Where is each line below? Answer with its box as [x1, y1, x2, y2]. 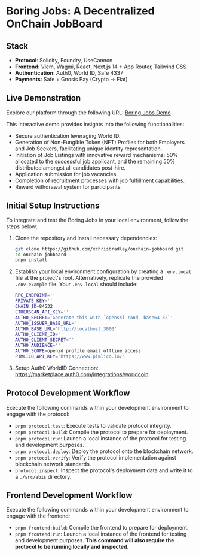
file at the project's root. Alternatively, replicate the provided [14, 274, 163, 282]
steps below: [6, 223, 38, 230]
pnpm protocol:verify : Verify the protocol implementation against [14, 454, 176, 461]
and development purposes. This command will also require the [14, 537, 174, 544]
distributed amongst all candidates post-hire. [14, 164, 125, 171]
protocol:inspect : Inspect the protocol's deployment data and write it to [14, 466, 193, 474]
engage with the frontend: [6, 512, 71, 519]
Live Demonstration [6, 93, 81, 103]
